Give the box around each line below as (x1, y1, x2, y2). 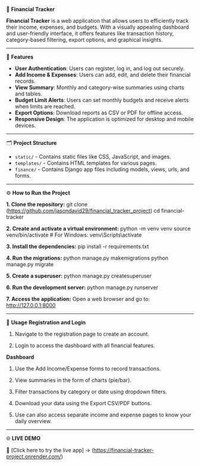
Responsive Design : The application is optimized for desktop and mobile (14, 116, 194, 122)
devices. (14, 122, 36, 129)
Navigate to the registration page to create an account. (14, 331, 150, 337)
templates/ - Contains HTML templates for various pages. (14, 160, 157, 166)
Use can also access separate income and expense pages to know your (14, 411, 192, 418)
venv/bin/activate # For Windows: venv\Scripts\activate (6, 231, 142, 238)
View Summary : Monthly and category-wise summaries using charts (14, 84, 185, 91)
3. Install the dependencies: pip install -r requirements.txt (6, 243, 149, 250)
